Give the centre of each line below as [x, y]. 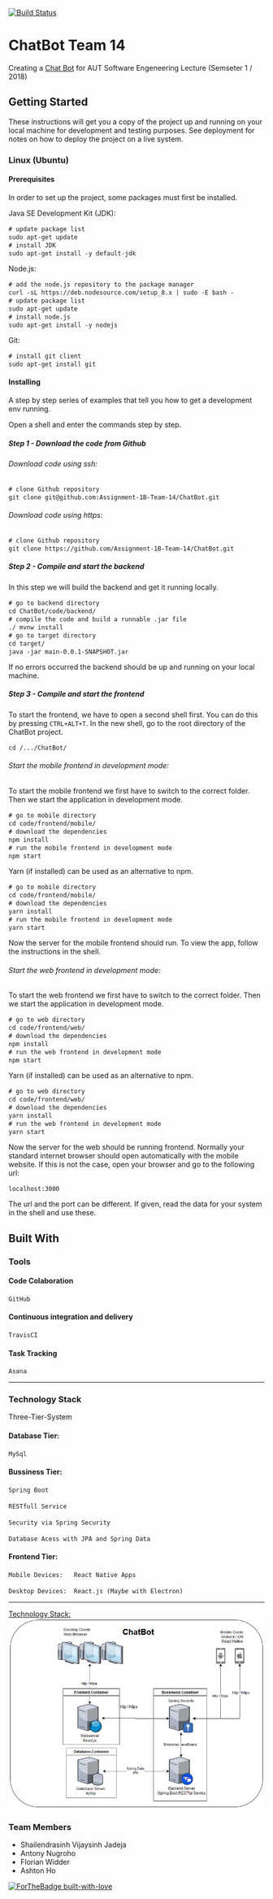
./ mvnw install [36, 627]
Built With [34, 1238]
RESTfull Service [38, 1506]
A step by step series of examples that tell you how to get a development [130, 400]
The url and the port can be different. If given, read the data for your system [135, 1204]
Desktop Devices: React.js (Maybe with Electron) [96, 1592]
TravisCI [23, 1335]
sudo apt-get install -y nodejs [63, 325]
